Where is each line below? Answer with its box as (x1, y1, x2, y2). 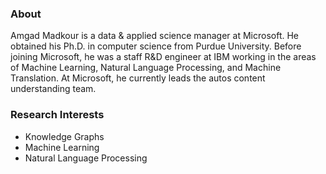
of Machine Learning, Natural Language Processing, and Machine (10, 62, 282, 74)
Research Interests (10, 108, 105, 122)
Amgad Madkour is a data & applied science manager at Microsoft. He (10, 30, 299, 42)
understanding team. (10, 83, 97, 95)
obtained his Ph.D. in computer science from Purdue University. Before (10, 40, 302, 52)
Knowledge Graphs (24, 130, 105, 142)
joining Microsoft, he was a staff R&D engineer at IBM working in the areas (10, 51, 317, 63)
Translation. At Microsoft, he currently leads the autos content (10, 72, 266, 84)
